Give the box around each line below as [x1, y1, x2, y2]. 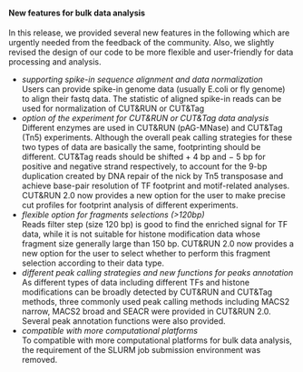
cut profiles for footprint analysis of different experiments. [21, 200, 239, 211]
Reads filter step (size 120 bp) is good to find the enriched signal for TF [21, 219, 288, 230]
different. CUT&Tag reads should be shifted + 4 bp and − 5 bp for [21, 151, 266, 163]
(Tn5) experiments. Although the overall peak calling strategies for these [21, 132, 293, 143]
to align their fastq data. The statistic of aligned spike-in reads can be [21, 94, 282, 105]
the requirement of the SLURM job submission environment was [21, 345, 261, 356]
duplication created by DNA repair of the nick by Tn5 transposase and [21, 171, 284, 182]
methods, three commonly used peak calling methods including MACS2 [21, 297, 290, 307]
